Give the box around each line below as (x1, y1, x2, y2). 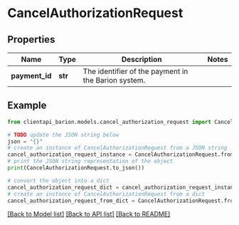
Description (121, 55, 162, 64)
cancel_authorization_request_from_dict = (7, 197, 135, 204)
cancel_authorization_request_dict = (7, 184, 119, 191)
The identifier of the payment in (83, 66, 188, 76)
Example (7, 100, 47, 112)
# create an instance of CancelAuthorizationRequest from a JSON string (7, 145, 228, 152)
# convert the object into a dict (7, 177, 110, 184)
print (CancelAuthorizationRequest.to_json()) (7, 164, 144, 172)
